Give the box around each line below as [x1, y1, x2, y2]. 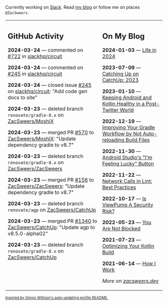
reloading [102, 136, 125, 143]
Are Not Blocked [102, 225, 141, 232]
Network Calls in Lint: [102, 177, 152, 184]
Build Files [125, 136, 150, 143]
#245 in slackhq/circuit [7, 70, 62, 77]
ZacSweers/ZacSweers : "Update [7, 182, 85, 189]
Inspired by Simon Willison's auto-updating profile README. [5, 295, 108, 300]
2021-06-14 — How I [102, 260, 156, 267]
